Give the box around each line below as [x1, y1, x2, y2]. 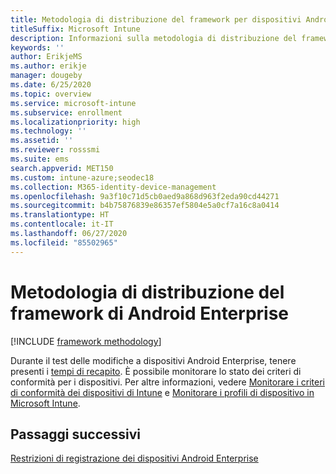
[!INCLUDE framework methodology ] [10, 335, 162, 347]
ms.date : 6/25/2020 [10, 80, 92, 90]
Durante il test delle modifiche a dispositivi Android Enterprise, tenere [10, 354, 297, 366]
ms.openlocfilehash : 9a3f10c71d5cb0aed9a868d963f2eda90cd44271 [10, 191, 280, 201]
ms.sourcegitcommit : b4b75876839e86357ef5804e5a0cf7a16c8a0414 [10, 201, 280, 211]
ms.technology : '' [10, 126, 87, 136]
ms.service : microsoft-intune [10, 98, 137, 108]
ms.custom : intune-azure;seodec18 [10, 172, 155, 183]
